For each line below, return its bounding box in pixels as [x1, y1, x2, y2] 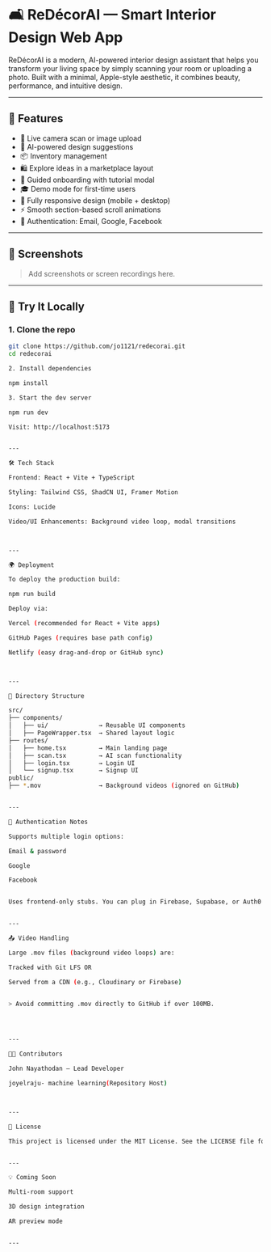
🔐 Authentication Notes [8, 818, 89, 826]
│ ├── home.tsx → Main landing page [8, 744, 168, 752]
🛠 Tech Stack [8, 459, 55, 467]
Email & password [8, 847, 67, 855]
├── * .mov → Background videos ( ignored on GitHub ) [8, 781, 240, 790]
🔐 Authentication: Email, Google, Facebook [19, 216, 163, 226]
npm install [8, 379, 48, 387]
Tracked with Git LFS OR [8, 963, 92, 971]
